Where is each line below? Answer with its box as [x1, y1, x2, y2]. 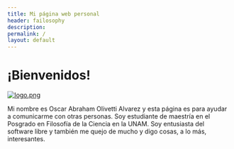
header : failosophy [7, 17, 65, 24]
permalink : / [7, 30, 46, 38]
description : [7, 23, 46, 31]
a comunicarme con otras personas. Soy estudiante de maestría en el [7, 112, 211, 121]
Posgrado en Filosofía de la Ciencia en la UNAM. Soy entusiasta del [7, 120, 204, 128]
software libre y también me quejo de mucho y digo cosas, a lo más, [7, 127, 207, 136]
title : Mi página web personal [7, 10, 100, 18]
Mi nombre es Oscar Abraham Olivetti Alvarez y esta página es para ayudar [7, 104, 228, 114]
